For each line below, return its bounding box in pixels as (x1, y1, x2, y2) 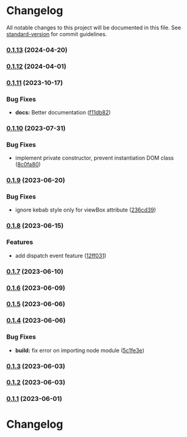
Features (6, 238, 34, 246)
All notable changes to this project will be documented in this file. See (6, 24, 182, 31)
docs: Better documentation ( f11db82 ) (15, 109, 111, 116)
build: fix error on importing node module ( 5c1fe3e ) (15, 347, 144, 354)
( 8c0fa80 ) (15, 161, 41, 168)
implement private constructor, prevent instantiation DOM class (15, 154, 174, 162)
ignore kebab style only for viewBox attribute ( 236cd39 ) (15, 206, 157, 214)
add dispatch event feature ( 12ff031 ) (15, 252, 107, 259)
